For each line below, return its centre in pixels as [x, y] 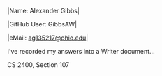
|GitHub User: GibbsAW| [42, 24]
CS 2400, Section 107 [38, 65]
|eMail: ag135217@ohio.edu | [48, 38]
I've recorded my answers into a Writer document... [81, 51]
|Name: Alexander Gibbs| [44, 11]
